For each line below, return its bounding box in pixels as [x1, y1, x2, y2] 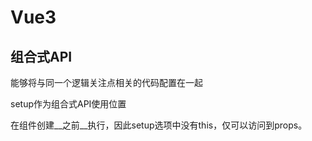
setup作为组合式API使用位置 [10, 98, 127, 110]
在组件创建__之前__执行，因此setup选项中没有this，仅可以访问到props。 [10, 119, 308, 131]
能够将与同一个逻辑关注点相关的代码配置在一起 [10, 77, 203, 88]
